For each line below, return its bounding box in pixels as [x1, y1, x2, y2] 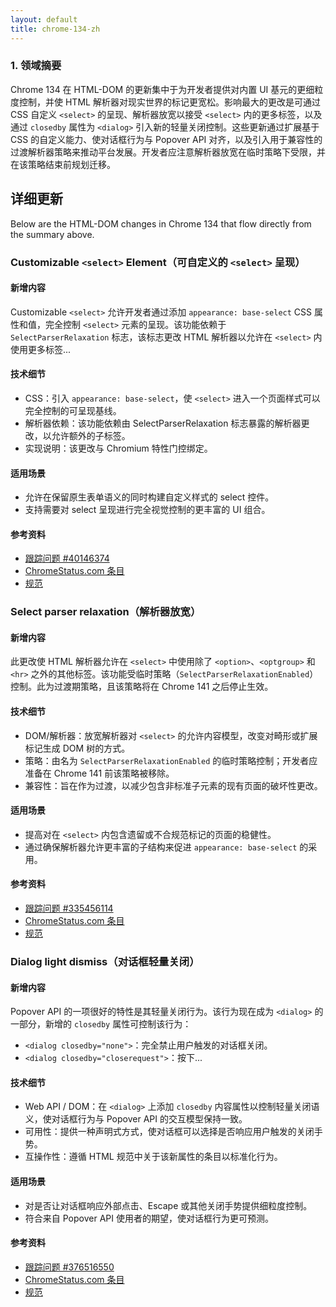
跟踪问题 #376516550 [24, 1261, 115, 1273]
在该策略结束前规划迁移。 [10, 158, 116, 170]
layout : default [10, 14, 78, 25]
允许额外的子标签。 [51, 429, 131, 441]
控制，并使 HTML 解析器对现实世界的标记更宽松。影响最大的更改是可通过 [18, 96, 321, 108]
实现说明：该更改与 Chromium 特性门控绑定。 [24, 442, 213, 454]
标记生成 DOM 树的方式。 [24, 742, 131, 754]
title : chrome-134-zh [10, 24, 101, 34]
